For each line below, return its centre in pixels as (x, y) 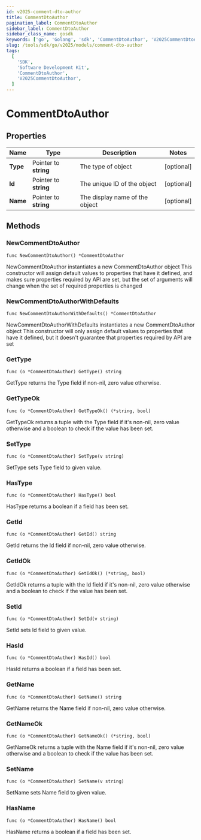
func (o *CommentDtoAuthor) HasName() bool (61, 821)
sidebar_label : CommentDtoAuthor (48, 28)
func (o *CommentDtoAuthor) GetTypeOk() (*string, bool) (79, 411)
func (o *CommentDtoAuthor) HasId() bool (59, 658)
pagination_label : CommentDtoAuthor (52, 23)
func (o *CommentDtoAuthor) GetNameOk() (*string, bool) (79, 736)
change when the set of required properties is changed (74, 286)
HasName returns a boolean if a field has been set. (69, 832)
